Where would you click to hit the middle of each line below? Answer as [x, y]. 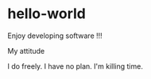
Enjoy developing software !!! [55, 36]
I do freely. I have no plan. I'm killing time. [75, 66]
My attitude [26, 51]
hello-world [47, 14]
